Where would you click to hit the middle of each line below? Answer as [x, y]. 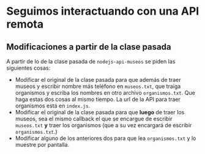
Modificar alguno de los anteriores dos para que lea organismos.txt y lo [106, 138]
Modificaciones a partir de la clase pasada [89, 47]
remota [25, 24]
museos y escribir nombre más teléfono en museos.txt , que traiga [98, 86]
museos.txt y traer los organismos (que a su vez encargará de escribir [103, 125]
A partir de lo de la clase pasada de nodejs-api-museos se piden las [91, 61]
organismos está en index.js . [53, 106]
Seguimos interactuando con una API [103, 11]
